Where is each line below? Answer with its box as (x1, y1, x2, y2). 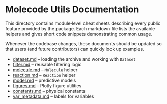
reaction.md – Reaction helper (12, 72, 76, 78)
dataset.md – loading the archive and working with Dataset (12, 56, 136, 62)
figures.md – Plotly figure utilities (12, 82, 82, 89)
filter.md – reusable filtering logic (12, 61, 82, 67)
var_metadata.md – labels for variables (12, 93, 94, 99)
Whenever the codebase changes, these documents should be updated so (5, 40, 162, 46)
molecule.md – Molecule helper (12, 67, 78, 73)
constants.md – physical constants (12, 88, 86, 94)
